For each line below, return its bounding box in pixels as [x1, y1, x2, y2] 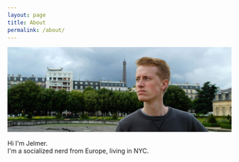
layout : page [7, 11, 46, 18]
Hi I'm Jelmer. [7, 139, 48, 147]
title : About [7, 18, 46, 26]
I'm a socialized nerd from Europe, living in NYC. [7, 146, 149, 155]
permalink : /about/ [7, 26, 65, 33]
